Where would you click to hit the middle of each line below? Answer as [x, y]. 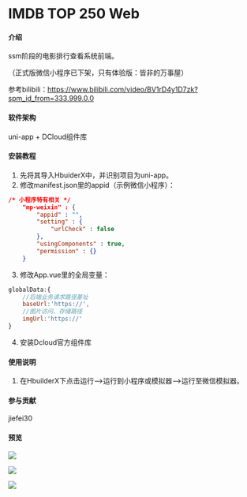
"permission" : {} [67, 251]
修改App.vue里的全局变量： [64, 275]
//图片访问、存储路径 [52, 312]
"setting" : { [60, 222]
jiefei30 [21, 418]
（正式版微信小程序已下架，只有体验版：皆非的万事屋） [98, 73]
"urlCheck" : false [82, 230]
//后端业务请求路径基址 [55, 297]
